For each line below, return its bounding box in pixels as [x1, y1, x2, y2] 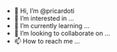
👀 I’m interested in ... [13, 14, 74, 22]
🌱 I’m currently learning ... [13, 22, 90, 30]
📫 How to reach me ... [13, 37, 80, 45]
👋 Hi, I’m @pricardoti [13, 7, 74, 15]
